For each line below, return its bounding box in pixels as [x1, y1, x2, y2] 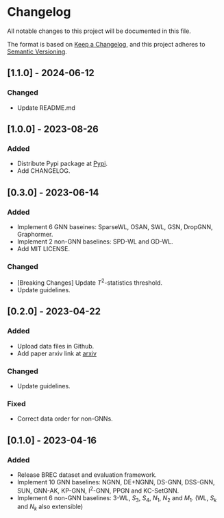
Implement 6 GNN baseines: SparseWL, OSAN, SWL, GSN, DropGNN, [16, 223, 214, 231]
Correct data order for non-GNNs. [16, 414, 113, 423]
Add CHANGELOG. [16, 167, 71, 175]
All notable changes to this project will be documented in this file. [7, 27, 192, 35]
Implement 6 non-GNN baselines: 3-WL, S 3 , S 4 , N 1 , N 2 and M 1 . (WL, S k [16, 493, 217, 504]
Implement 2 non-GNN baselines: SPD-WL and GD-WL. [16, 237, 173, 246]
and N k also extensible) [16, 502, 84, 513]
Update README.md [16, 104, 75, 112]
